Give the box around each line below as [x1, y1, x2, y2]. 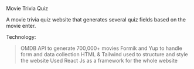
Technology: [6, 34, 36, 40]
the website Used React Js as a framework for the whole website [20, 57, 178, 64]
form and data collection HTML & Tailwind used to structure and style [20, 51, 189, 57]
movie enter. [6, 23, 36, 29]
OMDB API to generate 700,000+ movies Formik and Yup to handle [20, 45, 183, 52]
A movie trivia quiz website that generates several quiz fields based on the [6, 16, 186, 23]
